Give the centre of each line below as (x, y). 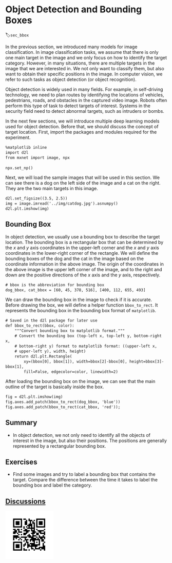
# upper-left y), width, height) (50, 351)
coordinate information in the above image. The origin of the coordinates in (85, 264)
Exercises (21, 462)
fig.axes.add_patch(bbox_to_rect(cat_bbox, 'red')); (63, 407)
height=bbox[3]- (147, 361)
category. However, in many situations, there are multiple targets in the (80, 63)
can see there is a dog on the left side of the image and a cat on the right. (83, 183)
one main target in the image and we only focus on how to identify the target (86, 57)
